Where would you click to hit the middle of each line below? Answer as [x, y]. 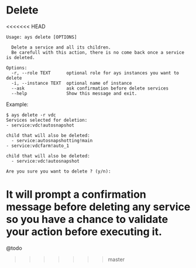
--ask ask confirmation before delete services [90, 88]
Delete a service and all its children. [61, 47]
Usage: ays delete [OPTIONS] [42, 37]
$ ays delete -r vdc [31, 115]
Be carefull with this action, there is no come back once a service [98, 52]
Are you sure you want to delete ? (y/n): [59, 171]
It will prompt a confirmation [76, 195]
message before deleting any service [98, 207]
